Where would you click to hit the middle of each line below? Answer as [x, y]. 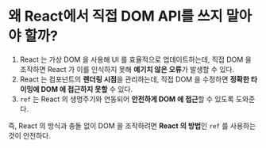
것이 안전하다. [30, 135]
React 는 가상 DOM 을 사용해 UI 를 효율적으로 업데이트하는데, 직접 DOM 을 [135, 59]
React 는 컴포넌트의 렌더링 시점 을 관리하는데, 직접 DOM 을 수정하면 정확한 [135, 79]
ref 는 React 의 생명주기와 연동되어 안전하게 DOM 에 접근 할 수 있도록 [127, 99]
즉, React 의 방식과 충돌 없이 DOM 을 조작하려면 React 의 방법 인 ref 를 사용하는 [132, 125]
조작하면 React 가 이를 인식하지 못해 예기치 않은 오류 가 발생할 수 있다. [127, 69]
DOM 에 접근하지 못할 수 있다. [87, 89]
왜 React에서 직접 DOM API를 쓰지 [116, 16]
